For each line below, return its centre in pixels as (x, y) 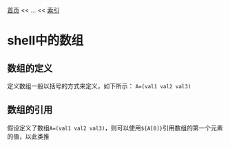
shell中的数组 (45, 41)
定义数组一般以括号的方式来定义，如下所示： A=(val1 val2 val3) (99, 86)
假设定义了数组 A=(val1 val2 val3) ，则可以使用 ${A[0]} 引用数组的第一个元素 (115, 128)
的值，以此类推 (28, 136)
